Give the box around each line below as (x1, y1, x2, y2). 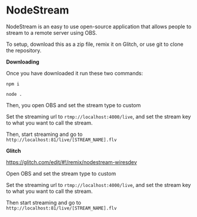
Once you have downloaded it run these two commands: (6, 69, 143, 76)
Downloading (6, 58, 39, 65)
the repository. (6, 46, 42, 54)
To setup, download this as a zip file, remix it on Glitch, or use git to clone (6, 41, 183, 48)
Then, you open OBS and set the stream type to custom (6, 101, 141, 109)
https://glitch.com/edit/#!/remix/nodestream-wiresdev (6, 158, 137, 165)
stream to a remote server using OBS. (6, 29, 98, 36)
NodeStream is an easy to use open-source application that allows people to (6, 23, 192, 30)
